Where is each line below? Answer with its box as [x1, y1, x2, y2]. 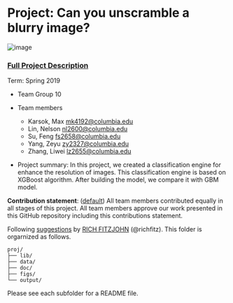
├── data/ [7, 258, 36, 266]
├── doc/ [7, 264, 33, 271]
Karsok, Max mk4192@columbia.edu [27, 117, 134, 126]
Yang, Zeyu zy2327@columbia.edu [27, 140, 129, 148]
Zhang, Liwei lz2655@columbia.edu [27, 147, 132, 156]
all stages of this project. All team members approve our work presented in [7, 204, 223, 213]
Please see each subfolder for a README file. [7, 289, 139, 297]
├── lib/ [7, 252, 33, 260]
